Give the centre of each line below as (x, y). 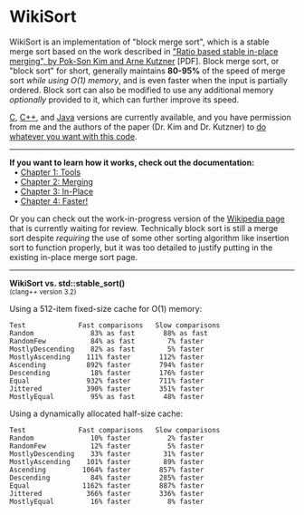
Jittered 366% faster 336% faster (107, 493)
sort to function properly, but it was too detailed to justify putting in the (141, 248)
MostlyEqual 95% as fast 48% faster (107, 396)
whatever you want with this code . (73, 136)
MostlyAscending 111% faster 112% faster (107, 357)
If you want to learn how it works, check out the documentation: (132, 162)
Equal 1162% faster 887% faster (107, 486)
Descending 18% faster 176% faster (107, 373)
